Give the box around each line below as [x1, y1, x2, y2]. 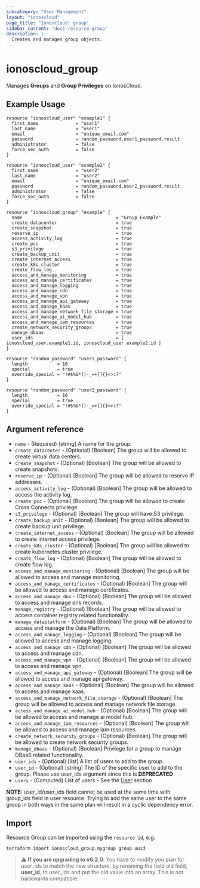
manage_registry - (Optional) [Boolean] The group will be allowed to [14, 605, 181, 613]
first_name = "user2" [11, 167, 100, 173]
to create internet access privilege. [14, 535, 101, 543]
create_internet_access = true [11, 256, 133, 262]
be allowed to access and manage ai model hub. [14, 713, 134, 720]
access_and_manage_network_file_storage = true [11, 308, 133, 314]
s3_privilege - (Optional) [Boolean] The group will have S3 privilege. [14, 510, 185, 517]
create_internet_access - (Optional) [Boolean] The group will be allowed [14, 529, 194, 536]
